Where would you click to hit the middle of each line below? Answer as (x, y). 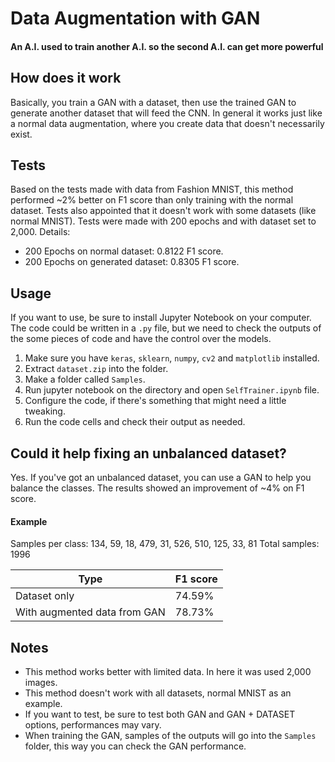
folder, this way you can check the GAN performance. (135, 746)
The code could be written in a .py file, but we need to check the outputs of (166, 328)
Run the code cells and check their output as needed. (135, 422)
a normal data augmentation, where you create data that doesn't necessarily (167, 123)
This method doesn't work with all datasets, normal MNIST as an (158, 693)
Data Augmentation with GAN (135, 18)
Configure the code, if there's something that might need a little (155, 401)
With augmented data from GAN (90, 612)
